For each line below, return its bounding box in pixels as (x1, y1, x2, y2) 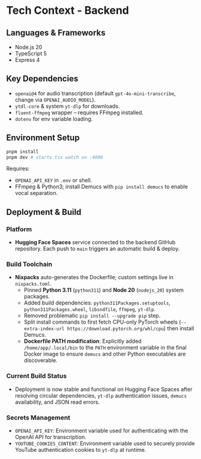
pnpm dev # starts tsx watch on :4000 (6, 154, 103, 160)
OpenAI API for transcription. (14, 433, 86, 440)
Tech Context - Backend (6, 4, 130, 17)
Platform (6, 225, 32, 233)
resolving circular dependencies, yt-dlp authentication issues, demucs (14, 392, 187, 399)
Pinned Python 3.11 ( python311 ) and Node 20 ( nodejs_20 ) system (23, 286, 184, 294)
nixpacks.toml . (14, 280, 52, 288)
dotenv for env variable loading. (14, 115, 93, 122)
